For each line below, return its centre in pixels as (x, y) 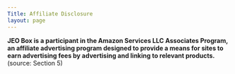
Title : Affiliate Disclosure (50, 14)
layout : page (26, 20)
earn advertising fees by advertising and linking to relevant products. (111, 55)
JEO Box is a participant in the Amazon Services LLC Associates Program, (117, 40)
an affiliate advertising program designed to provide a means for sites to (115, 48)
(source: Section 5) (35, 63)
